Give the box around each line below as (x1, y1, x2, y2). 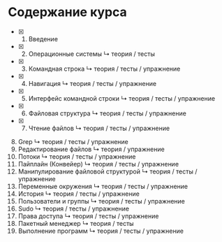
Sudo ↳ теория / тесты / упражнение (17, 204, 130, 213)
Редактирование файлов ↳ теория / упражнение (17, 145, 165, 153)
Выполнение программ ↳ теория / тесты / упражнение (17, 227, 184, 235)
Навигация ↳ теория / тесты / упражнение (28, 79, 156, 87)
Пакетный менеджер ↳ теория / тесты (17, 219, 135, 227)
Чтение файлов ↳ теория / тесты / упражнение (28, 124, 170, 132)
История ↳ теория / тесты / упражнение (17, 190, 140, 198)
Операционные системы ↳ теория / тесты (28, 50, 156, 58)
